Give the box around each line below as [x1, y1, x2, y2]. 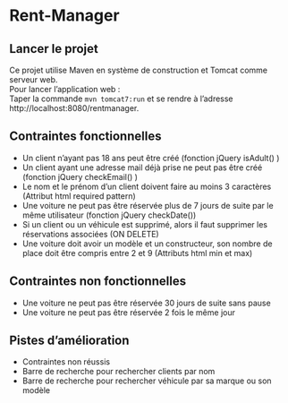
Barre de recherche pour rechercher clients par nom [21, 366, 216, 377]
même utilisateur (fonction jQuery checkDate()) [21, 210, 197, 220]
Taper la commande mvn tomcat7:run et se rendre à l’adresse [9, 93, 234, 104]
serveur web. [9, 74, 58, 85]
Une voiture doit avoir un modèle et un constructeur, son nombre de [21, 238, 273, 249]
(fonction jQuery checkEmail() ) [21, 171, 139, 182]
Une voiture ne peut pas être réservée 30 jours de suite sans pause [21, 297, 271, 308]
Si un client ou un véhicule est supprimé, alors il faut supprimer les [21, 219, 268, 229]
